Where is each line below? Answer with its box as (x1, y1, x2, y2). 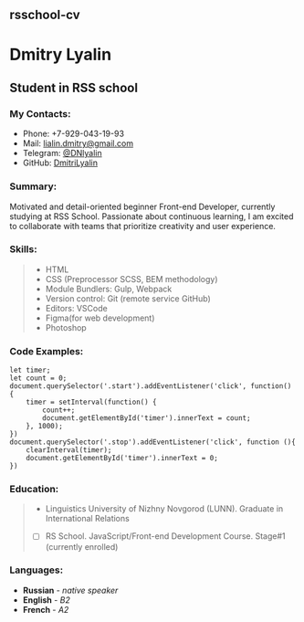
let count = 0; (9, 374, 68, 383)
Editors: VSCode (45, 302, 108, 313)
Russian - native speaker (22, 585, 119, 596)
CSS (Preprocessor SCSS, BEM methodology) (45, 273, 218, 284)
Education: (9, 483, 59, 496)
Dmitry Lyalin (9, 44, 112, 65)
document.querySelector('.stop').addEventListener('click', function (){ (9, 438, 297, 447)
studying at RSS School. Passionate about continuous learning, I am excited (9, 210, 294, 222)
